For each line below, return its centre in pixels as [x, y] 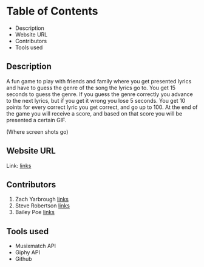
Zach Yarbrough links [42, 199]
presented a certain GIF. [36, 120]
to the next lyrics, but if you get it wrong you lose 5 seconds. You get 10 [96, 100]
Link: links [19, 165]
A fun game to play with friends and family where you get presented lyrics [99, 81]
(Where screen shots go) [37, 131]
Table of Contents [52, 11]
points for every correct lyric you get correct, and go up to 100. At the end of [102, 107]
